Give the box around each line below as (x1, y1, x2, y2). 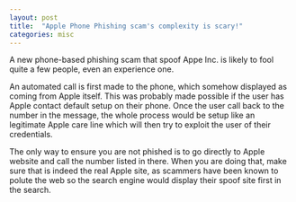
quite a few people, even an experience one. (9, 64, 175, 75)
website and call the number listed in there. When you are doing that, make (9, 156, 288, 167)
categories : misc (9, 30, 75, 39)
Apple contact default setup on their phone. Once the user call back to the (9, 101, 285, 111)
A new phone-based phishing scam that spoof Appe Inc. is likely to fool (9, 55, 274, 66)
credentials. (9, 129, 53, 140)
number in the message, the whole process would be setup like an (9, 110, 256, 121)
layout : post (9, 13, 58, 22)
